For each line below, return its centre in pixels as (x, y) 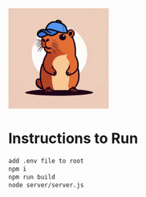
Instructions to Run (73, 139)
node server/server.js (46, 185)
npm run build (32, 177)
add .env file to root (46, 161)
